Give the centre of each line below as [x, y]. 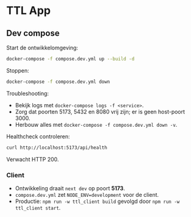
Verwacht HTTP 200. [33, 159]
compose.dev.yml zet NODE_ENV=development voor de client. [87, 194]
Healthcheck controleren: [38, 136]
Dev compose [33, 33]
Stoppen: [18, 70]
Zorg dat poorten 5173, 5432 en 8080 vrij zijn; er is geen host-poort [100, 112]
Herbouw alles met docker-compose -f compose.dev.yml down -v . [96, 124]
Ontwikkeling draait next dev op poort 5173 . [70, 188]
